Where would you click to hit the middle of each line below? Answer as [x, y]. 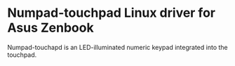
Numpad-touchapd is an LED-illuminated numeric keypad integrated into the [117, 47]
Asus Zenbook [51, 28]
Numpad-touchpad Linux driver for [112, 13]
